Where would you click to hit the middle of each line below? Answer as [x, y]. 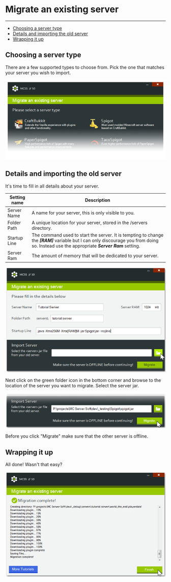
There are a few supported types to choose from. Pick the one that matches [85, 67]
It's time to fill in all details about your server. [52, 186]
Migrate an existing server [62, 9]
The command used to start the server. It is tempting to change [97, 235]
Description [97, 200]
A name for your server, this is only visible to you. [83, 213]
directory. [42, 228]
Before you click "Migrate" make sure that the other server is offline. [77, 436]
